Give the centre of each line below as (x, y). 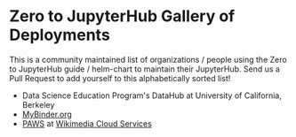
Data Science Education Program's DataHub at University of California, (152, 95)
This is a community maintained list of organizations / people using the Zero (148, 59)
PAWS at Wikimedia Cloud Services (87, 123)
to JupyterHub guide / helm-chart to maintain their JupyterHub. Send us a (144, 69)
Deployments (60, 35)
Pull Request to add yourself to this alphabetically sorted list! (120, 78)
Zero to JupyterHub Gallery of (122, 16)
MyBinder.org (47, 114)
